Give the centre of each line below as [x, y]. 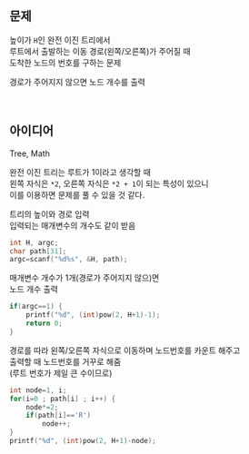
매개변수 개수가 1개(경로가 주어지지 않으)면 [85, 278]
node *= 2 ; [42, 407]
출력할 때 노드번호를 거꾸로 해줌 [65, 361]
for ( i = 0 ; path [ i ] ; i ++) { [63, 399]
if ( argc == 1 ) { [36, 307]
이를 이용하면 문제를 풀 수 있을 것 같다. [77, 194]
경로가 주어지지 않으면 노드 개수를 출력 [77, 82]
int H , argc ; [34, 242]
